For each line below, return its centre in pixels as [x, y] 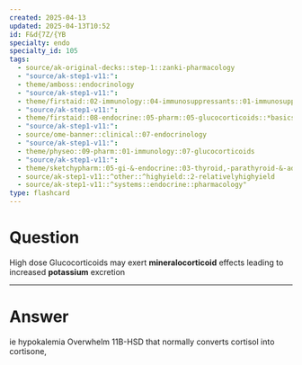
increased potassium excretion [67, 272]
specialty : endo [40, 43]
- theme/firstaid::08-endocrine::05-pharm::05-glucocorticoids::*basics [156, 118]
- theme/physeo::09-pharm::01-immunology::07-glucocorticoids [136, 151]
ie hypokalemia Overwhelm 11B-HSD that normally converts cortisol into [142, 342]
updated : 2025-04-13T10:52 [60, 26]
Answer [39, 317]
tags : [19, 59]
